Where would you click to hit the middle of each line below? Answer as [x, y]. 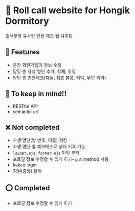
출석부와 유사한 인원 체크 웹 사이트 [39, 36]
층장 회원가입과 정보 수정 [37, 65]
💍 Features [22, 52]
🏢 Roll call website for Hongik [67, 10]
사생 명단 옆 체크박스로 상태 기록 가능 [49, 147]
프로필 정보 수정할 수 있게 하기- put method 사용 [60, 159]
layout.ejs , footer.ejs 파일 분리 [46, 153]
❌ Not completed [32, 127]
